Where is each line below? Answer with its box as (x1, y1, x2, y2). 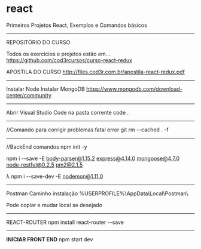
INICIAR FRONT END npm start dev (6, 235, 93, 243)
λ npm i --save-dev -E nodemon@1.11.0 (6, 173, 103, 180)
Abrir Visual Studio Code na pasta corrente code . (6, 109, 129, 116)
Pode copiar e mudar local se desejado (6, 201, 103, 208)
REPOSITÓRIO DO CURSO (6, 38, 71, 46)
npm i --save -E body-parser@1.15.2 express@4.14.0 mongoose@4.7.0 (6, 155, 180, 162)
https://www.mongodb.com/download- (86, 85, 182, 93)
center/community (6, 91, 52, 99)
